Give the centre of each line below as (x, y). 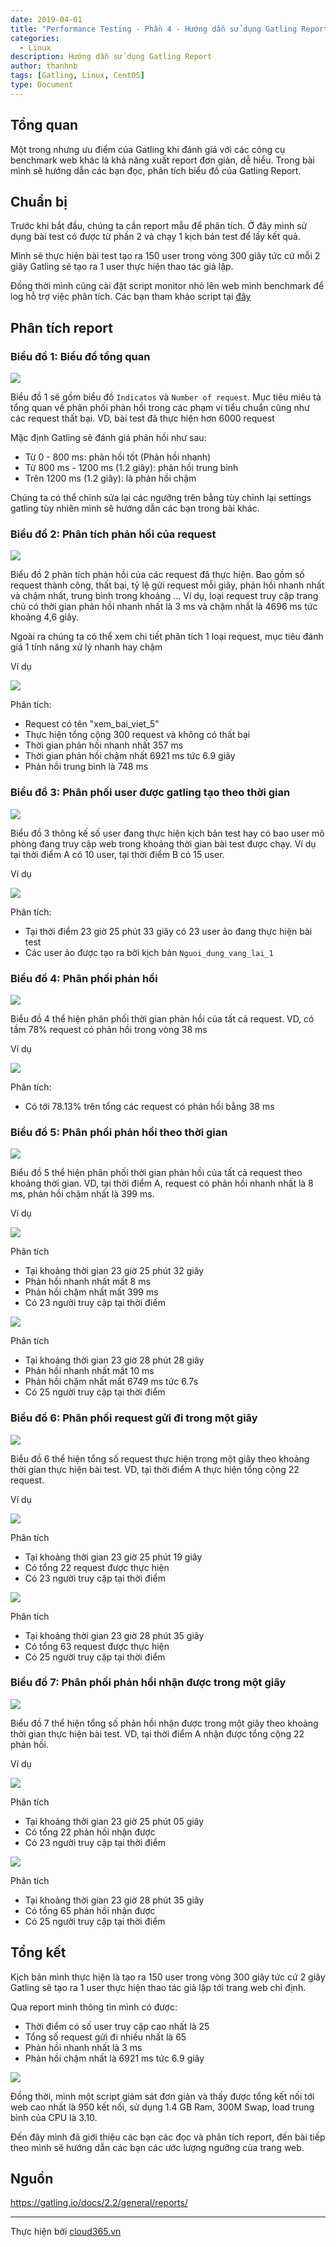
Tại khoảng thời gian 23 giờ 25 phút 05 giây (114, 1821)
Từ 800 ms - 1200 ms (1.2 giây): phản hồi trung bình (131, 468)
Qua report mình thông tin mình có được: (94, 2007)
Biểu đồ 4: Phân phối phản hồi (84, 978)
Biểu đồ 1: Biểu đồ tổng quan (80, 356)
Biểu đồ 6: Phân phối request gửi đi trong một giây (134, 1418)
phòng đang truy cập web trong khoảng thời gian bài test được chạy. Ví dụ (163, 843)
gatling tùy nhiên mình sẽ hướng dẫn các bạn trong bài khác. (135, 508)
